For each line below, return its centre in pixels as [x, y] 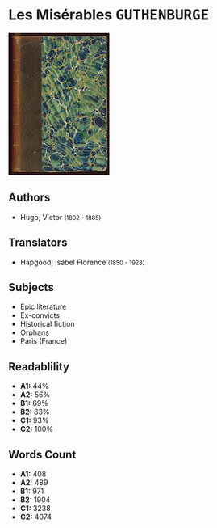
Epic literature [43, 307]
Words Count [42, 454]
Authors [29, 198]
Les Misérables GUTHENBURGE [109, 15]
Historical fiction [47, 324]
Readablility [39, 367]
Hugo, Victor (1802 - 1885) [61, 217]
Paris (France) [44, 341]
